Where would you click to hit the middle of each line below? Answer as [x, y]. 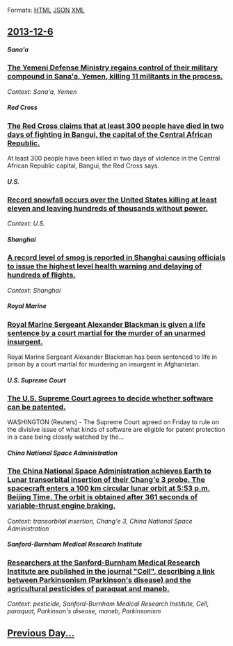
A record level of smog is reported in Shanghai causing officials [116, 258]
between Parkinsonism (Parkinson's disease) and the [99, 580]
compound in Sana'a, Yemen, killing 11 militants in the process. [115, 76]
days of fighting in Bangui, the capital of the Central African [110, 134]
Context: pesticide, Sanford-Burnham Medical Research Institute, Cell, [108, 604]
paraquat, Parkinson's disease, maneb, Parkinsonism [84, 611]
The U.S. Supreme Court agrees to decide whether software [110, 398]
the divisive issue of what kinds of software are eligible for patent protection [116, 430]
